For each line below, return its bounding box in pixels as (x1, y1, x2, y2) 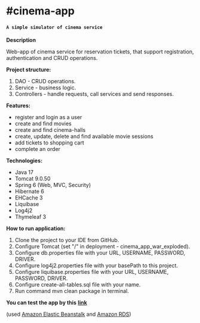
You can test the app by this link (6, 299, 88, 306)
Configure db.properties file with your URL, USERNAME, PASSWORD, (14, 249, 186, 256)
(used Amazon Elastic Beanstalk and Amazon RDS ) (6, 310, 131, 318)
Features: (6, 102, 31, 109)
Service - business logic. (14, 84, 76, 91)
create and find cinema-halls (14, 126, 86, 134)
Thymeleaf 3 (14, 213, 47, 221)
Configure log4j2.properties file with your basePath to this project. (14, 262, 178, 269)
